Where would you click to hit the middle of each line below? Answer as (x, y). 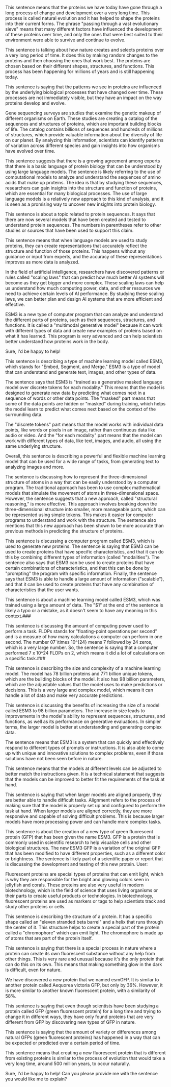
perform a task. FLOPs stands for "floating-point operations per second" (81, 631)
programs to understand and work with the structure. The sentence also (81, 520)
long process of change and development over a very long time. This (78, 13)
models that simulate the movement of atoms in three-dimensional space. (82, 493)
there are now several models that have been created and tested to (76, 220)
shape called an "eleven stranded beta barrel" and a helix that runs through (84, 922)
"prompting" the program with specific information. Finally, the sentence (81, 573)
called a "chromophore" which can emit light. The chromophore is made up (84, 933)
